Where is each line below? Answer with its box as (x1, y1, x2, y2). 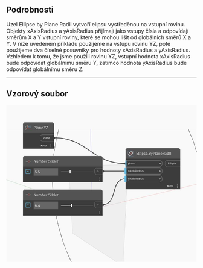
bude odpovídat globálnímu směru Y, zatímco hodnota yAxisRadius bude (6, 59, 187, 66)
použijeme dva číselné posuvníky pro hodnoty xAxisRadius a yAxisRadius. (6, 46, 190, 54)
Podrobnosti (6, 5, 54, 15)
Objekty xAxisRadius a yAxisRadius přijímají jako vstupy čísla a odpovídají (6, 27, 189, 34)
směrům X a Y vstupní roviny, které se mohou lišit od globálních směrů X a (6, 33, 192, 41)
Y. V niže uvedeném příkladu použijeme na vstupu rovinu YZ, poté (6, 40, 171, 47)
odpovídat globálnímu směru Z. (6, 66, 84, 73)
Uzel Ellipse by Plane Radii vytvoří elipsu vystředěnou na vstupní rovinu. (6, 20, 185, 28)
